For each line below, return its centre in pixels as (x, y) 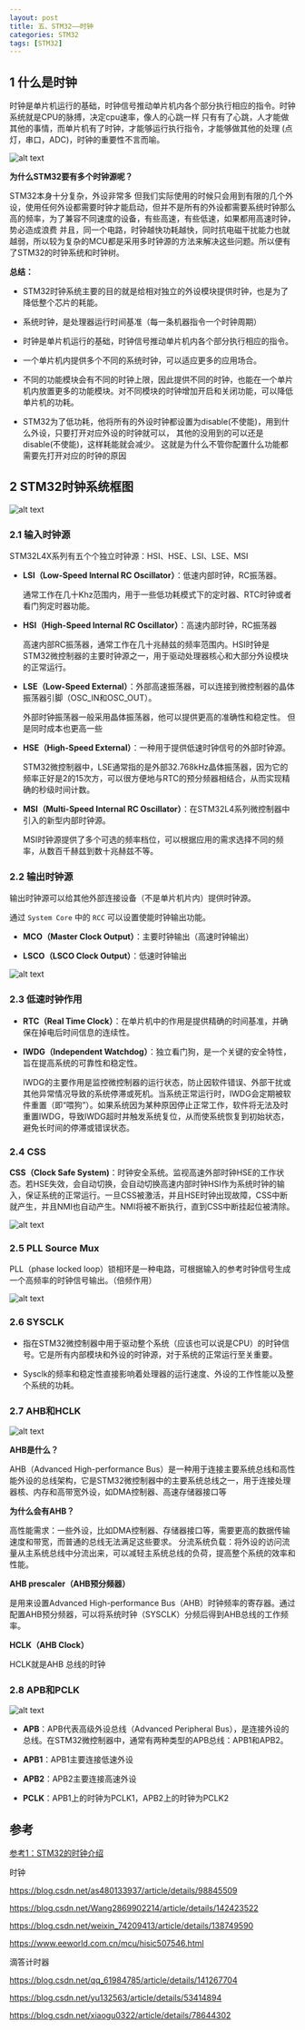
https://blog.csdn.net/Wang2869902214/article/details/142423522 (134, 1908)
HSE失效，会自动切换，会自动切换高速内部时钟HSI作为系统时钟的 (155, 1184)
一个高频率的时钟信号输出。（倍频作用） (83, 1280)
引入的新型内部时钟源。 (66, 820)
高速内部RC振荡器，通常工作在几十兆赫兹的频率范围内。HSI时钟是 (146, 644)
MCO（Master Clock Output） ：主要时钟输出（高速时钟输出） (138, 937)
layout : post (34, 18)
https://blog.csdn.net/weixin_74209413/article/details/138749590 (132, 1926)
